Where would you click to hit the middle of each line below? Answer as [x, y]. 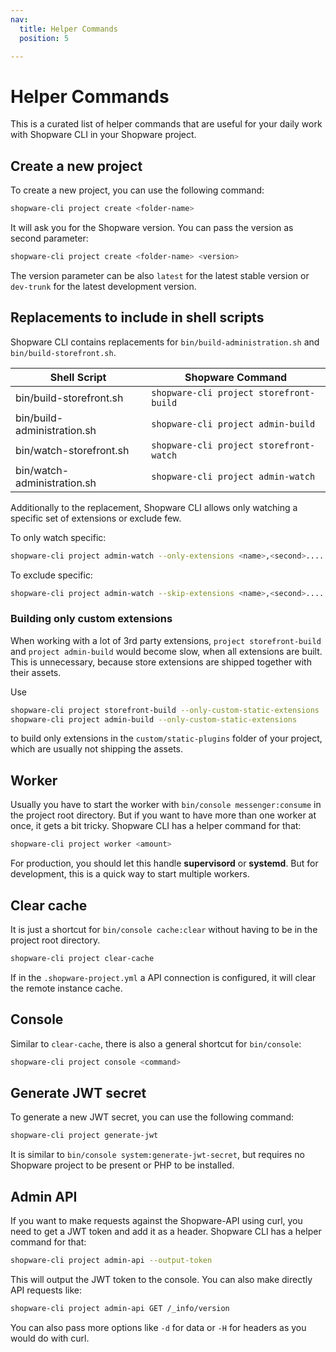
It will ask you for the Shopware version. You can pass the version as [152, 227]
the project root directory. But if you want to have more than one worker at [163, 815]
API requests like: [46, 1290]
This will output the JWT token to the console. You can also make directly [161, 1279]
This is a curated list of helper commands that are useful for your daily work [166, 124]
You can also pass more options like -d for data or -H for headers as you [158, 1327]
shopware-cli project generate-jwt [84, 1136]
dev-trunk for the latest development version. [103, 286]
